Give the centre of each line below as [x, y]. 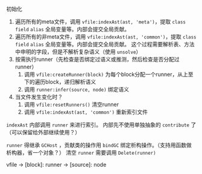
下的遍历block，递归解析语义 [60, 82]
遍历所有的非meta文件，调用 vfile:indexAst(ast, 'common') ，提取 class [106, 37]
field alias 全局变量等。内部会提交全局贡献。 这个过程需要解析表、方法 [105, 44]
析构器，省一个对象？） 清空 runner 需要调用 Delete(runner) [81, 153]
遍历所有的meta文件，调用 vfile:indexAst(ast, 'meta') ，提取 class [100, 22]
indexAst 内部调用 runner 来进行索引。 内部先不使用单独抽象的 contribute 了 [101, 125]
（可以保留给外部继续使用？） [43, 132]
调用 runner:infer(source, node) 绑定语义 [77, 89]
